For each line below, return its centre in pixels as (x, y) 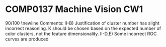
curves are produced (27, 39)
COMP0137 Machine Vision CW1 (74, 9)
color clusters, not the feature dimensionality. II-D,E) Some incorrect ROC (81, 33)
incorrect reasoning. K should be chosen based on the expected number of (83, 28)
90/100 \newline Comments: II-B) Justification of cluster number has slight (82, 23)
